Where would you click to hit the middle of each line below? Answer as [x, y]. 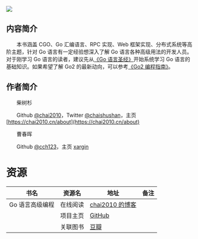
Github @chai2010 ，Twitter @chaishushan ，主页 [76, 115]
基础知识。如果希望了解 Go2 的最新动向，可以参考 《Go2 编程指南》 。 [90, 66]
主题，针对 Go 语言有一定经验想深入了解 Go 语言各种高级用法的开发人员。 [102, 52]
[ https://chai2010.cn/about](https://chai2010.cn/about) [73, 122]
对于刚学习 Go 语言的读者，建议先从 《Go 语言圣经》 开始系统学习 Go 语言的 [98, 59]
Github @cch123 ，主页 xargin [52, 146]
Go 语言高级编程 [32, 205]
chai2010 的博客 [113, 205]
